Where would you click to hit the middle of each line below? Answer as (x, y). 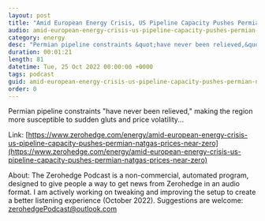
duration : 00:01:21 (40, 52)
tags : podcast (32, 74)
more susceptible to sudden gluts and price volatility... (96, 120)
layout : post (30, 15)
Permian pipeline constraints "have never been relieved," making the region (131, 111)
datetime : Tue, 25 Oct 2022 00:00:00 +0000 (81, 67)
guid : (17, 81)
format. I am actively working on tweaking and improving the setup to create (132, 192)
